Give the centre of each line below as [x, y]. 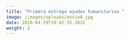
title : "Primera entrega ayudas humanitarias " [66, 11]
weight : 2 [18, 28]
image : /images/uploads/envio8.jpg [50, 17]
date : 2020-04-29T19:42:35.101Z [46, 22]
